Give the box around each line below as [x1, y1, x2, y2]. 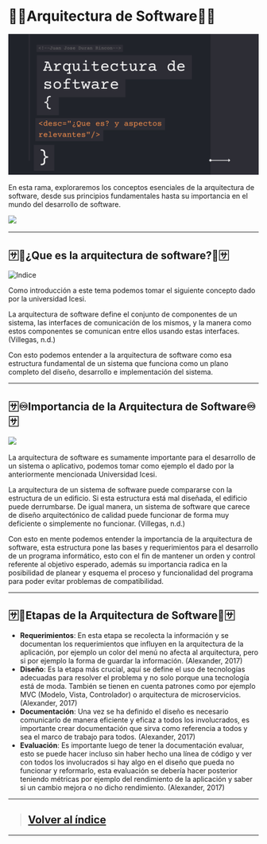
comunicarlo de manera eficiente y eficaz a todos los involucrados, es [19, 715, 250, 725]
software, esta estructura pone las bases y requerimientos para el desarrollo [8, 543, 259, 552]
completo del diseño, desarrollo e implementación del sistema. [8, 368, 213, 377]
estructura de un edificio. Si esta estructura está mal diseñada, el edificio [8, 493, 248, 504]
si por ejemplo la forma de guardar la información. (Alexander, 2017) [19, 655, 243, 665]
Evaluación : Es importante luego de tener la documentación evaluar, [19, 740, 245, 750]
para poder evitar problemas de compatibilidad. [8, 577, 164, 586]
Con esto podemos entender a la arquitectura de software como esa [8, 350, 232, 360]
